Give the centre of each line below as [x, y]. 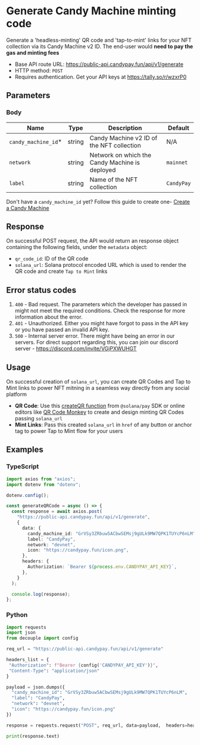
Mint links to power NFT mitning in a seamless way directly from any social [98, 388]
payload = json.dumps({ [36, 687]
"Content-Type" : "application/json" [54, 671]
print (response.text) [33, 736]
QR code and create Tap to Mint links [61, 271]
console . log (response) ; [41, 594]
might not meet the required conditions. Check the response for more [100, 311]
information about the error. [49, 317]
